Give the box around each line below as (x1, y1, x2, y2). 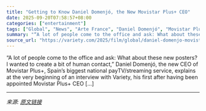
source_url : (6, 37, 37, 43)
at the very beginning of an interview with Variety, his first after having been (6, 74, 198, 81)
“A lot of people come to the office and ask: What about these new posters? (6, 54, 198, 61)
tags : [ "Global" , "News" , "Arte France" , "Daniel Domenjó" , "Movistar (6, 26, 191, 32)
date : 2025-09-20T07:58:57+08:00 (6, 15, 92, 21)
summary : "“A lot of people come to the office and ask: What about (6, 32, 185, 38)
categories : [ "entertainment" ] (6, 20, 86, 26)
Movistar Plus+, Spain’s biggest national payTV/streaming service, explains (6, 67, 196, 74)
